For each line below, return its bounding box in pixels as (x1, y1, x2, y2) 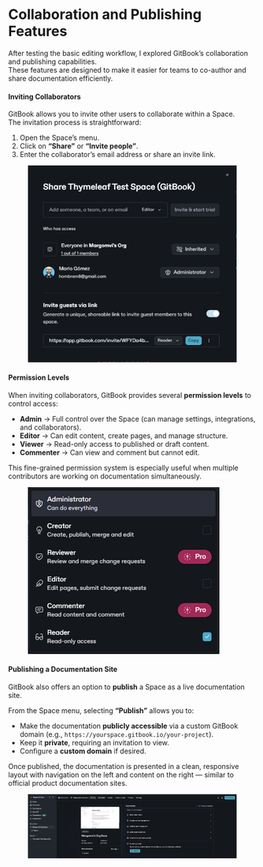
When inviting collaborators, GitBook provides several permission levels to (8, 390, 252, 400)
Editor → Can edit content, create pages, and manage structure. (19, 430, 228, 440)
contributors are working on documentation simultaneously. (8, 471, 202, 481)
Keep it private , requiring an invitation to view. (19, 738, 169, 747)
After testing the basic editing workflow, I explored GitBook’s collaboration (8, 48, 248, 58)
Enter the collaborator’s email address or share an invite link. (19, 150, 216, 160)
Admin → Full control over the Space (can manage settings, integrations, (19, 414, 256, 423)
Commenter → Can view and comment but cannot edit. (19, 448, 200, 457)
